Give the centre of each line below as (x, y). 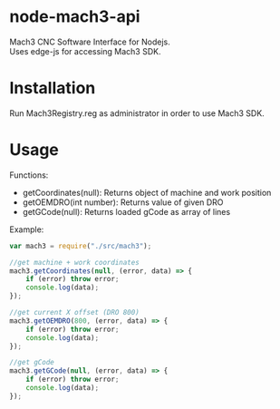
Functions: (29, 175)
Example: (27, 229)
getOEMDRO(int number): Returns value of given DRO (123, 202)
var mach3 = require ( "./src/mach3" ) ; (81, 246)
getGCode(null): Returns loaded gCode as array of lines (126, 211)
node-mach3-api (75, 17)
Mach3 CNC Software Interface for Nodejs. (90, 42)
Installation (53, 88)
